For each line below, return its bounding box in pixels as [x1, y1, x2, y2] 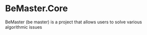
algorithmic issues [5, 24, 42, 30]
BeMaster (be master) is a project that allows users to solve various [5, 19, 142, 25]
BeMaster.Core [5, 3, 68, 14]
